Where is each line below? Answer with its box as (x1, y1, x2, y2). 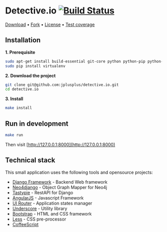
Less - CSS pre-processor (12, 216, 66, 222)
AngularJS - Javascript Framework (12, 195, 84, 201)
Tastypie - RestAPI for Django (12, 190, 74, 196)
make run (5, 132, 23, 137)
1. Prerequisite (5, 49, 36, 55)
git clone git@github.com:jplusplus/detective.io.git (5, 82, 119, 87)
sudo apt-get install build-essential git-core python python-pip (5, 59, 146, 64)
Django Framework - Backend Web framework (12, 179, 108, 185)
